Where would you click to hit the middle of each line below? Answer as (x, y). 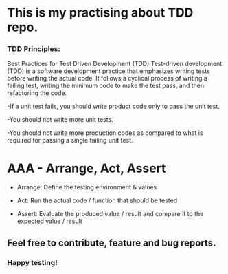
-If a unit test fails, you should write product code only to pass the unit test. (113, 106)
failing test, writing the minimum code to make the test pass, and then (106, 86)
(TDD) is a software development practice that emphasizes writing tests (109, 71)
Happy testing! (32, 262)
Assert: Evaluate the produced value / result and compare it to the (110, 214)
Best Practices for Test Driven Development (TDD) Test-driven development (115, 64)
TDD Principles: (34, 49)
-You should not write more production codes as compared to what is (105, 133)
